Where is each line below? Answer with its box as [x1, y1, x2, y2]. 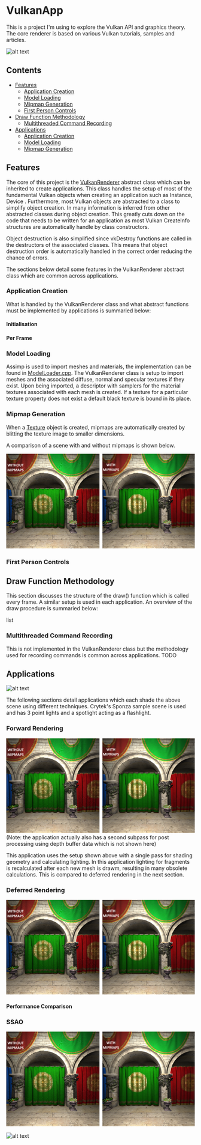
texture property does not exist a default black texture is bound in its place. [6, 395, 191, 402]
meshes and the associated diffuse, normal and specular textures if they [6, 376, 184, 383]
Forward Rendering [6, 724, 63, 733]
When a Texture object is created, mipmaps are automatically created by [6, 424, 185, 431]
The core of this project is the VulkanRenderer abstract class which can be [6, 178, 190, 186]
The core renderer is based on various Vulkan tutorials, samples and [6, 29, 175, 37]
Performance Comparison [6, 1003, 72, 1010]
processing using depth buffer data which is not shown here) [6, 840, 157, 847]
